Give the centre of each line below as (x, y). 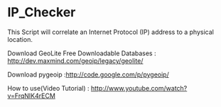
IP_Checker (42, 12)
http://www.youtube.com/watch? (139, 88)
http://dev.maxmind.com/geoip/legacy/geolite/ (75, 60)
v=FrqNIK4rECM (31, 96)
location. (20, 39)
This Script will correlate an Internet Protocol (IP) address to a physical (111, 32)
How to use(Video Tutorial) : (49, 88)
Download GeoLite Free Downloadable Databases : (82, 53)
